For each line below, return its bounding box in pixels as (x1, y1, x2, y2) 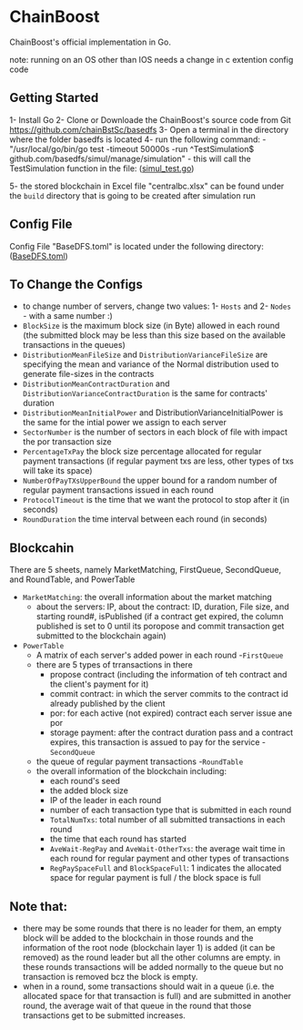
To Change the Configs (9, 276, 143, 292)
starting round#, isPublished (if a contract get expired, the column (35, 611, 284, 622)
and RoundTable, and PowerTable (9, 574, 136, 585)
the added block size (49, 785, 129, 796)
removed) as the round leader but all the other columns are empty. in (22, 952, 281, 963)
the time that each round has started (49, 833, 187, 844)
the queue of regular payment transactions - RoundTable (35, 756, 244, 767)
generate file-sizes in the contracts (22, 369, 155, 380)
